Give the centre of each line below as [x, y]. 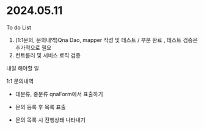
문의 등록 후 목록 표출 [40, 106]
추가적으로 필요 [33, 47]
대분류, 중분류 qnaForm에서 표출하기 [59, 94]
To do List [19, 27]
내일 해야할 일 [23, 68]
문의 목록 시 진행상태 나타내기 [50, 120]
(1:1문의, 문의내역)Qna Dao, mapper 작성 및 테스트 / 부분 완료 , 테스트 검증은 [107, 40]
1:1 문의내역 [20, 81]
